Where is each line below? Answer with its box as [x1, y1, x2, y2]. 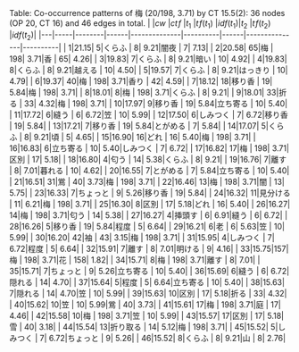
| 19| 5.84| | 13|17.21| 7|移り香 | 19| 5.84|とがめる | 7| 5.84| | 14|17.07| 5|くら [9, 120, 285, 131]
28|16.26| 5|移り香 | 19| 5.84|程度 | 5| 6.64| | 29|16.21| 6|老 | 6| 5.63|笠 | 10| [9, 221, 286, 231]
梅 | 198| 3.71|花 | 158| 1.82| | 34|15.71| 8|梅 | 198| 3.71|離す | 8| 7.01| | [9, 254, 261, 265]
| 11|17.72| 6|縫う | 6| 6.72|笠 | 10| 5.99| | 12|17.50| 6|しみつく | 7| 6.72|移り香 [9, 109, 288, 120]
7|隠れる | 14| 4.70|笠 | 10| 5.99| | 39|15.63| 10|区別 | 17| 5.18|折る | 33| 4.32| [9, 288, 287, 298]
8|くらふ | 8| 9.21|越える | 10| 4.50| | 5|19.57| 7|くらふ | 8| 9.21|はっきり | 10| [9, 64, 288, 75]
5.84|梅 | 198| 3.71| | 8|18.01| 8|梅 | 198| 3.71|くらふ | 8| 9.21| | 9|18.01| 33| [9, 87, 279, 97]
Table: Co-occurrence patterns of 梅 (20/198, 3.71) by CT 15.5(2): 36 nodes [9, 8, 286, 18]
